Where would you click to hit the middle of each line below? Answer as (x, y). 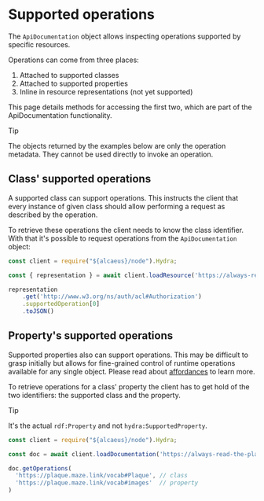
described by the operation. (53, 215)
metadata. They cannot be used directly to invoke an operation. (111, 154)
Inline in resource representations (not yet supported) (106, 91)
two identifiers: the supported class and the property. (94, 395)
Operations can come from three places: (73, 60)
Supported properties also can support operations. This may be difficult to (128, 355)
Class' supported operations (80, 179)
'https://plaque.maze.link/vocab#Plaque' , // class (102, 476)
